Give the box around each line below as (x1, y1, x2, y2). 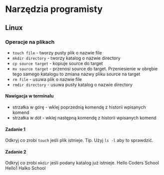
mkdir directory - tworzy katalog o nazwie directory (12, 55, 121, 61)
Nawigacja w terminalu (5, 93, 54, 99)
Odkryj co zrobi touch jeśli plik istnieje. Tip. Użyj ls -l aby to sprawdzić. (5, 137, 154, 143)
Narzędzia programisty (5, 3, 103, 15)
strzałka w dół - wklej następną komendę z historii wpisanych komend (12, 115, 157, 121)
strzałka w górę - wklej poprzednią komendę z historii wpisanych (12, 104, 146, 110)
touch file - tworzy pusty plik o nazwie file (12, 49, 102, 55)
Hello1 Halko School (5, 165, 46, 171)
